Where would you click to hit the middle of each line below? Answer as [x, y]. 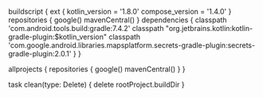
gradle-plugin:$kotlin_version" [58, 37]
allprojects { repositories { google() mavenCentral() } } [97, 69]
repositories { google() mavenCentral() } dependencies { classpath [118, 20]
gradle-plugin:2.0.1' [40, 54]
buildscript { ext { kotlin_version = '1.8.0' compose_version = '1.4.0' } [120, 12]
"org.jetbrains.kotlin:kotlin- [209, 28]
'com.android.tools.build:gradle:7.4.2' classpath [86, 28]
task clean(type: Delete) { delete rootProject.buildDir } [96, 84]
